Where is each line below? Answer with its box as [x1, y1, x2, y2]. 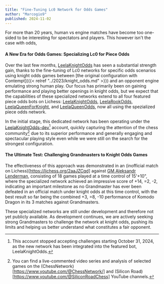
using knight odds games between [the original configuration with [5, 72, 138, 78]
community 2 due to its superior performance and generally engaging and [5, 130, 152, 136]
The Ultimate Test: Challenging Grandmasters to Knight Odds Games [5, 152, 148, 158]
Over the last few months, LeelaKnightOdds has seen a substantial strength [5, 62, 157, 68]
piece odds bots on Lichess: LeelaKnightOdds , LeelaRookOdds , [5, 98, 133, 104]
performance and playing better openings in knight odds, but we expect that [5, 88, 159, 94]
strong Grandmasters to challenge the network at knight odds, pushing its [5, 219, 153, 225]
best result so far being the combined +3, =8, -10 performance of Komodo [5, 194, 155, 200]
